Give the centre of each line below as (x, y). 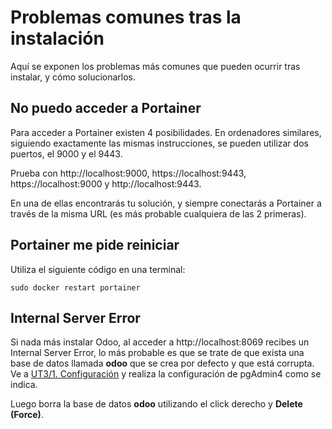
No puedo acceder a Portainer (106, 108)
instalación (57, 38)
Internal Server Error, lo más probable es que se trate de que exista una (157, 353)
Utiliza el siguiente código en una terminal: (98, 269)
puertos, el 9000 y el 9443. (66, 153)
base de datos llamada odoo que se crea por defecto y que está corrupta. (162, 363)
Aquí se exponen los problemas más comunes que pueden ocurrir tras (155, 66)
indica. (24, 385)
